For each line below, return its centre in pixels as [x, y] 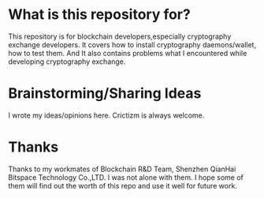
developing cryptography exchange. [67, 62]
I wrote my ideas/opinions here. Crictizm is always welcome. [106, 115]
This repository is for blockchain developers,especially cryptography [120, 36]
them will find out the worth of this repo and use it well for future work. [123, 185]
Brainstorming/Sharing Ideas [105, 93]
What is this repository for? [99, 15]
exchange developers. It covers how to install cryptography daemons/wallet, [132, 44]
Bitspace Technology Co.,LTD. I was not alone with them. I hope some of [126, 177]
